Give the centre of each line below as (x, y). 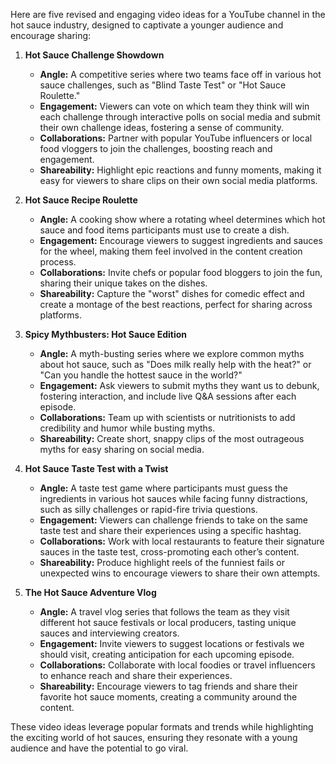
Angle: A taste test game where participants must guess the (164, 488)
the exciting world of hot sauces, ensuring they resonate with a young (154, 737)
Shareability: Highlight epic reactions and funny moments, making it (180, 170)
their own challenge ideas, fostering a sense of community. (161, 127)
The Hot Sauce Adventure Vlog (90, 592)
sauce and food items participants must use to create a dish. (164, 230)
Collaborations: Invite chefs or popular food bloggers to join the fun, (181, 272)
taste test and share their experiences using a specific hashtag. (170, 530)
